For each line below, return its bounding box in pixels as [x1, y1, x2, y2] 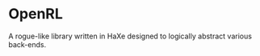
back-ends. [8, 39, 47, 49]
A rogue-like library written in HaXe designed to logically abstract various [8, 31, 253, 41]
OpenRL [8, 5, 63, 23]
